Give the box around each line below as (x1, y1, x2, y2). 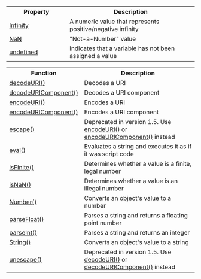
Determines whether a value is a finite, (84, 160, 192, 168)
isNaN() (9, 181, 31, 189)
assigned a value (69, 52, 117, 60)
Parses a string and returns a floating (84, 211, 188, 219)
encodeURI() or (84, 125, 127, 134)
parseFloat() (9, 215, 44, 223)
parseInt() (9, 229, 38, 236)
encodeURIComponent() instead (84, 133, 175, 141)
